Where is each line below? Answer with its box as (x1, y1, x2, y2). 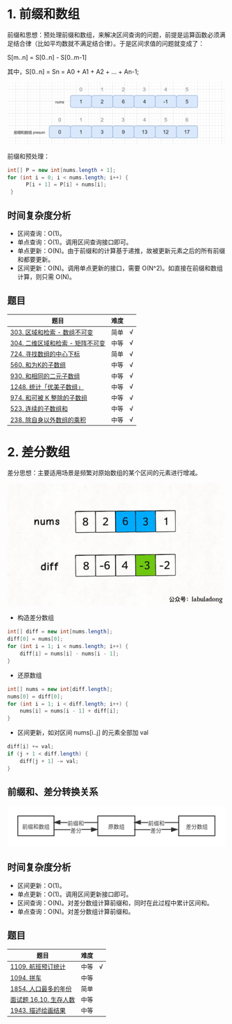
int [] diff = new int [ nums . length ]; (7, 629, 113, 635)
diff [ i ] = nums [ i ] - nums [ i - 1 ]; (19, 650, 119, 658)
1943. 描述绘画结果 (10, 1007, 66, 1015)
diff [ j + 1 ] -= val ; (19, 758, 79, 765)
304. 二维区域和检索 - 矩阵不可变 (10, 339, 106, 347)
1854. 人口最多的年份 (10, 984, 72, 993)
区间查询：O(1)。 (17, 229, 66, 237)
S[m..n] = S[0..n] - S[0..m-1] (7, 53, 87, 61)
